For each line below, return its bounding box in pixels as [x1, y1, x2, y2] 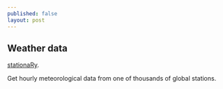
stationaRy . [7, 60, 40, 70]
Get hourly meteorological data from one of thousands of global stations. [7, 74, 217, 83]
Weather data [7, 42, 68, 54]
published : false [7, 10, 58, 17]
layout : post [7, 17, 45, 24]
